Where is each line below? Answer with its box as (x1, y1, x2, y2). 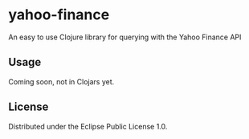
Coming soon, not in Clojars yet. (8, 76, 115, 86)
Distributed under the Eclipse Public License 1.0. (8, 121, 168, 131)
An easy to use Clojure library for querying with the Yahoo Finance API (8, 32, 242, 42)
